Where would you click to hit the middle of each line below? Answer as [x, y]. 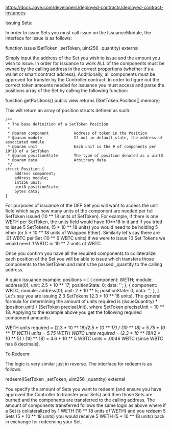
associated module [25, 142]
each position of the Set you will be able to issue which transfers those [80, 259]
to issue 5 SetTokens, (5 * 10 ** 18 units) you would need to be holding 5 [82, 227]
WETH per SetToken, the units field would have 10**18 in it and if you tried [84, 222]
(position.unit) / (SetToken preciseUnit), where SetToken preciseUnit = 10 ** [85, 307]
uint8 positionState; [37, 187]
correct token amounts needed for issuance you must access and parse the [85, 85]
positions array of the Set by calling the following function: [67, 91]
